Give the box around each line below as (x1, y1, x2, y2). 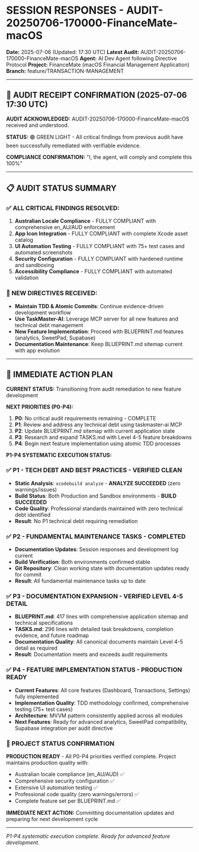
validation (14, 274, 39, 281)
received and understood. (6, 121, 69, 128)
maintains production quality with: (6, 759, 89, 767)
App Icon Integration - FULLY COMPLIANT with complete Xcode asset (14, 230, 188, 237)
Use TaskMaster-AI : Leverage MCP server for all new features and (14, 315, 179, 322)
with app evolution (14, 347, 60, 354)
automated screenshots (14, 249, 73, 256)
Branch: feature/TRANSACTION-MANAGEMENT (6, 67, 124, 74)
